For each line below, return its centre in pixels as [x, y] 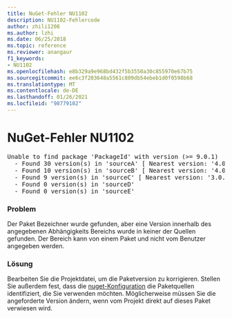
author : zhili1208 [33, 26]
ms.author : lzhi [30, 33]
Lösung [20, 264]
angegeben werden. [36, 246]
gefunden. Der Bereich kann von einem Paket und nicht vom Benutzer [106, 238]
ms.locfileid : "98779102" [44, 104]
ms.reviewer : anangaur [40, 53]
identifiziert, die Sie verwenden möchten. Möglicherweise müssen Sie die [112, 294]
